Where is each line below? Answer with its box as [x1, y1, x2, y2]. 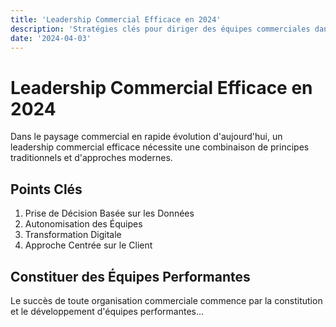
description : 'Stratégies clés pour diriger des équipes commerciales [10, 24, 311, 34]
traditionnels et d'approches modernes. [10, 152, 173, 164]
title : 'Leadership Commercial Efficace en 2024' [10, 14, 222, 25]
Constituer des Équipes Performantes [10, 268, 251, 285]
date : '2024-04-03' [10, 33, 92, 43]
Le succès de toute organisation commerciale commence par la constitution [10, 294, 323, 306]
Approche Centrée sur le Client [24, 239, 153, 251]
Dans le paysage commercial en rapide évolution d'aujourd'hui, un [10, 131, 283, 143]
